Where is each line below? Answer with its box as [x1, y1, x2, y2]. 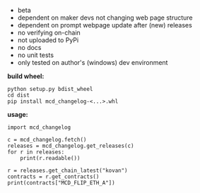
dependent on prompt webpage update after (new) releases [17, 21, 192, 29]
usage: [7, 111, 28, 118]
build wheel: [7, 72, 45, 80]
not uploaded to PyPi [17, 36, 79, 44]
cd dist [7, 92, 30, 99]
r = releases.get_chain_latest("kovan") [7, 167, 129, 174]
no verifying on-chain [17, 28, 81, 37]
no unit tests [17, 51, 54, 59]
